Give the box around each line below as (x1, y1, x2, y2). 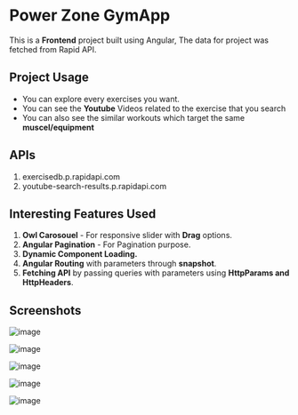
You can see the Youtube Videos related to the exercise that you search (21, 103, 286, 114)
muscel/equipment (21, 122, 95, 132)
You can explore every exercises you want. (21, 93, 181, 104)
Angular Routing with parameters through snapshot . (21, 259, 217, 269)
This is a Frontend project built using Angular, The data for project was (9, 35, 270, 45)
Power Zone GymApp (9, 5, 171, 26)
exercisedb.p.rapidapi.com (21, 171, 121, 182)
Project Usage (9, 70, 89, 85)
